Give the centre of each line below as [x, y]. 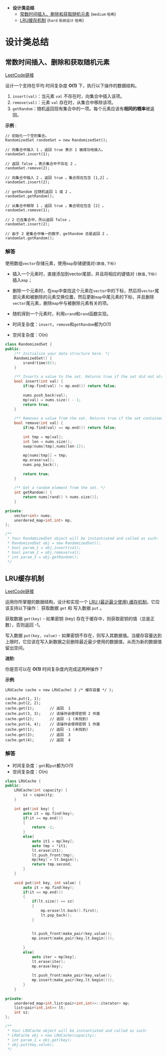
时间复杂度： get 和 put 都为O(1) [43, 765]
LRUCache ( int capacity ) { [41, 790]
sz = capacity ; [39, 795]
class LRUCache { [23, 781]
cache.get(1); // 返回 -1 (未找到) [47, 730]
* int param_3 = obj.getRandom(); [43, 557]
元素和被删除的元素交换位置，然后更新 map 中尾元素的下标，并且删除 [85, 297]
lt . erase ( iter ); [48, 961]
